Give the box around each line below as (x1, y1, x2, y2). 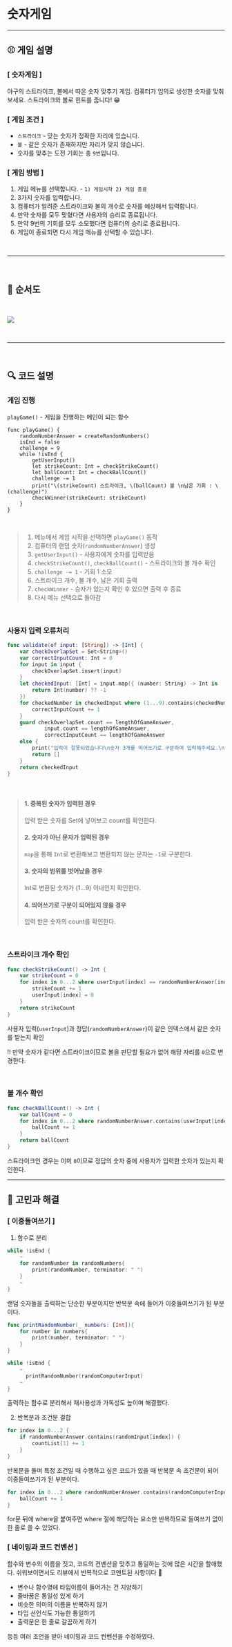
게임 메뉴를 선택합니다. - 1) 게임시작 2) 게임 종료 (17, 185, 147, 194)
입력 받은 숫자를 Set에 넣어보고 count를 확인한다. (23, 816, 157, 825)
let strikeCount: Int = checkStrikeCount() (32, 462, 159, 470)
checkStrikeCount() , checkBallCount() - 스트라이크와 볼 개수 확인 (34, 558, 216, 567)
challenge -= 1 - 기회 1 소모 (34, 567, 113, 576)
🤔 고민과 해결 (7, 1194, 60, 1206)
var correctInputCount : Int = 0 (19, 655, 113, 661)
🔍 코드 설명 (7, 370, 54, 382)
